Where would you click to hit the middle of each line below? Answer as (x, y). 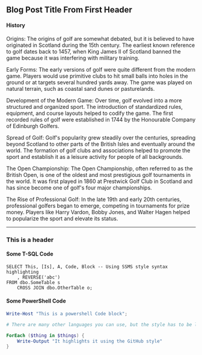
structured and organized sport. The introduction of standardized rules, (95, 106)
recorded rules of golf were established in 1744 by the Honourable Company (101, 119)
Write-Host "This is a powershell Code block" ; (67, 313)
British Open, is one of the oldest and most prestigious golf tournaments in (99, 174)
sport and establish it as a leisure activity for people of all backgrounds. (95, 156)
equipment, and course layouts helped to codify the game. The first (90, 113)
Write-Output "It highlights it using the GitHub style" (90, 341)
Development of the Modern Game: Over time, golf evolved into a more (94, 100)
